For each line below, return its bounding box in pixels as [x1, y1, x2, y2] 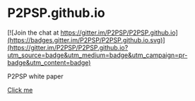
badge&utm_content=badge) [7, 58, 91, 66]
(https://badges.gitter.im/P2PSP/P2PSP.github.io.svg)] [7, 35, 165, 44]
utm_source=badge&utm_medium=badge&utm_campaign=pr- [7, 51, 188, 59]
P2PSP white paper [7, 72, 64, 81]
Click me [7, 85, 33, 94]
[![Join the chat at [7, 28, 59, 37]
